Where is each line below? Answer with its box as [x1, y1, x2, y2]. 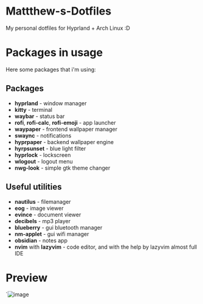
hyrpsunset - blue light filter [14, 145, 86, 152]
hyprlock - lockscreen [14, 151, 71, 159]
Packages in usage [5, 46, 103, 60]
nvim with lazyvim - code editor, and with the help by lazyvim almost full [14, 243, 197, 250]
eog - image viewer [14, 204, 64, 212]
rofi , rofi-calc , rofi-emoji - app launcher [14, 119, 116, 126]
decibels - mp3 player [14, 217, 71, 224]
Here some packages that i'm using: [5, 66, 97, 73]
